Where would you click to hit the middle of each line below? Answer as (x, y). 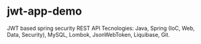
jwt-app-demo (44, 11)
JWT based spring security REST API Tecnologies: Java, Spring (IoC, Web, (101, 28)
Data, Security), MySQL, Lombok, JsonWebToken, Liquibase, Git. (89, 34)
